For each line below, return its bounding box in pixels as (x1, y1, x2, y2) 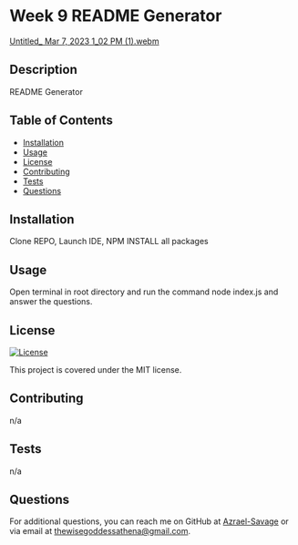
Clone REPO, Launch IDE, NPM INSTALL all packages (9, 236, 210, 247)
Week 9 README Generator (9, 5, 222, 26)
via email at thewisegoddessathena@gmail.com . (9, 526, 191, 537)
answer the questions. (9, 296, 93, 307)
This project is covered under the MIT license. (9, 365, 182, 375)
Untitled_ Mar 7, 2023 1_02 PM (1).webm (9, 36, 159, 46)
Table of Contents (9, 113, 114, 129)
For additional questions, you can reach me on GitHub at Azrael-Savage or (9, 516, 289, 527)
